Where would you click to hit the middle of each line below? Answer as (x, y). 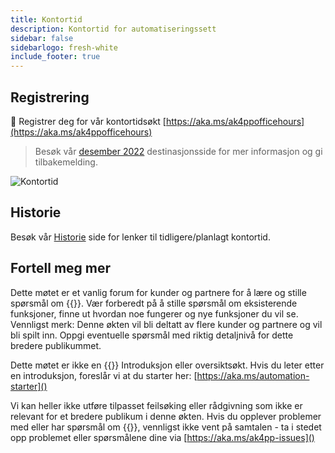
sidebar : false (42, 38)
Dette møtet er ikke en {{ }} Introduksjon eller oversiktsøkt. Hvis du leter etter (167, 365)
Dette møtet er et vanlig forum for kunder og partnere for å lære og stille (158, 292)
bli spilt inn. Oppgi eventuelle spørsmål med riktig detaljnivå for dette (152, 335)
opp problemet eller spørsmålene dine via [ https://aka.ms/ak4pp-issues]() (162, 437)
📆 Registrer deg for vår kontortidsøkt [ (88, 121)
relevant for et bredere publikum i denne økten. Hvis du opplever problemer (166, 416)
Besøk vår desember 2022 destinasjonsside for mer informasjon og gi (178, 151)
